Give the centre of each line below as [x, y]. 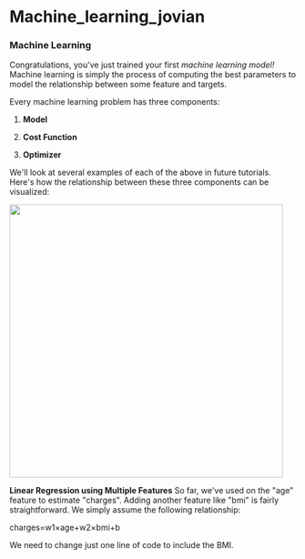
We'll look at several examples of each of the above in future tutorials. [140, 173]
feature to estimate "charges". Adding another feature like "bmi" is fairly [144, 500]
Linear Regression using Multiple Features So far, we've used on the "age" [152, 491]
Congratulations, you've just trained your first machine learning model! [142, 65]
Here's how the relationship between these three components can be [139, 182]
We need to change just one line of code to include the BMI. [122, 545]
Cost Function [50, 137]
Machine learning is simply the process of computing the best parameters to [153, 75]
